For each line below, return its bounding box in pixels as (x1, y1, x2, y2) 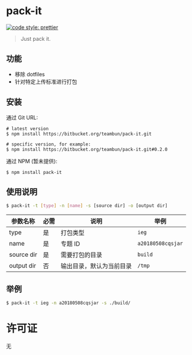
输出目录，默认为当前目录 (60, 262, 132, 270)
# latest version (6, 125, 49, 131)
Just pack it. (20, 35, 51, 42)
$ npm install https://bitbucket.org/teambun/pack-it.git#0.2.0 (6, 146, 168, 152)
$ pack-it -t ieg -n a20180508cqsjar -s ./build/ (6, 300, 131, 306)
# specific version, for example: (6, 141, 92, 147)
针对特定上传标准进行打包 (14, 78, 77, 85)
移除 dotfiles (14, 70, 45, 78)
